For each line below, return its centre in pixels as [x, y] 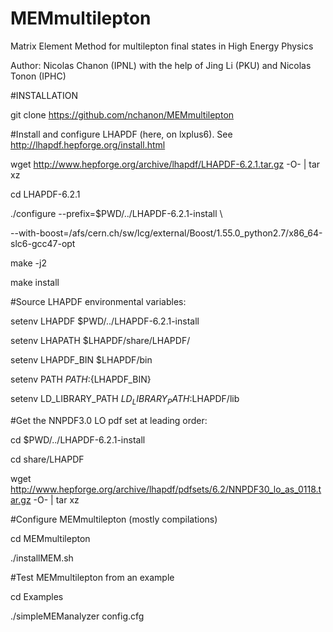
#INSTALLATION [44, 95]
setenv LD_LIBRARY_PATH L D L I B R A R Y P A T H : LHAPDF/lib [125, 399]
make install [35, 282]
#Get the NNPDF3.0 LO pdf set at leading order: [109, 420]
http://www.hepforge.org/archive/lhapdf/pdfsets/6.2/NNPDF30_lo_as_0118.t [166, 489]
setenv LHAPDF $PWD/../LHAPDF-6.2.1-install [105, 321]
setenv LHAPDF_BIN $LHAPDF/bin [81, 359]
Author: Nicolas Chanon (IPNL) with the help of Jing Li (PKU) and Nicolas [161, 65]
